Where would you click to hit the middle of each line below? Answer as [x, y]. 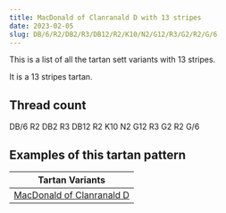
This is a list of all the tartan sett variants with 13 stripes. [113, 60]
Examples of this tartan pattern [97, 154]
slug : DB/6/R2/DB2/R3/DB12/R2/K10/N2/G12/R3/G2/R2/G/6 [113, 34]
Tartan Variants [71, 180]
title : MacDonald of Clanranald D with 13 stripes [105, 17]
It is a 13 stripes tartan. [51, 77]
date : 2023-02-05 [42, 26]
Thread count [48, 105]
